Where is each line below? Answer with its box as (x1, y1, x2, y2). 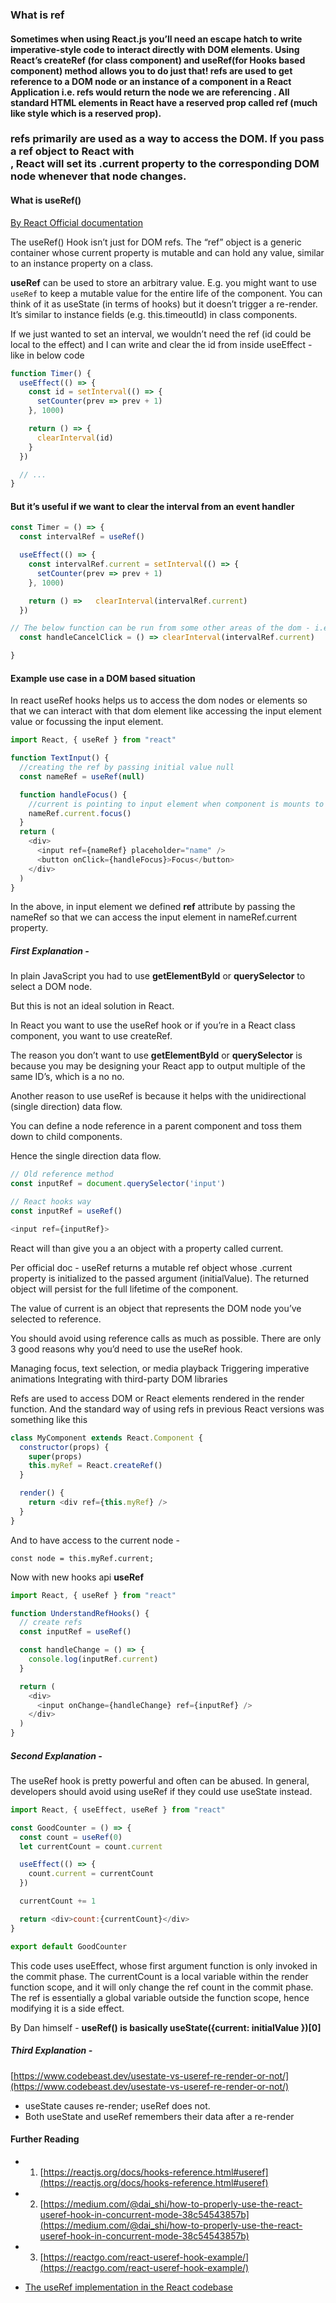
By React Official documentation (10, 216, 144, 228)
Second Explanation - (10, 1749, 103, 1762)
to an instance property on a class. (10, 257, 154, 269)
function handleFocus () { (19, 789, 128, 800)
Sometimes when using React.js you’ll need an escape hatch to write (10, 33, 303, 45)
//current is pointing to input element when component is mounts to (28, 799, 325, 809)
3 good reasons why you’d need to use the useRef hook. (10, 1343, 243, 1355)
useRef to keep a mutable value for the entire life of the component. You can (10, 287, 323, 299)
